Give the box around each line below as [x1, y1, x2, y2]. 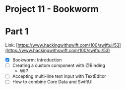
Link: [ [5, 42, 18, 48]
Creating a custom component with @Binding [12, 62, 106, 68]
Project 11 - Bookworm [5, 3, 99, 15]
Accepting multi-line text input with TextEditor [12, 73, 106, 79]
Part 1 [5, 26, 29, 37]
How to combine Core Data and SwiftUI [12, 79, 93, 85]
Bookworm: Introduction [12, 57, 62, 63]
